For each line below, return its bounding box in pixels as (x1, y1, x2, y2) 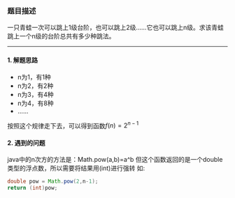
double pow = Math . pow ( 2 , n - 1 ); (7, 178, 99, 185)
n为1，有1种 (17, 73, 51, 81)
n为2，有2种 (17, 82, 54, 90)
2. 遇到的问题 (7, 138, 45, 147)
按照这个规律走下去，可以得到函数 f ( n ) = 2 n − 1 (7, 120, 139, 130)
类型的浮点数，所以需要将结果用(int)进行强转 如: (7, 164, 145, 172)
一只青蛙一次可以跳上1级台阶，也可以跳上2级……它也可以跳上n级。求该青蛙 (7, 23, 224, 32)
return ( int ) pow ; (7, 185, 58, 192)
